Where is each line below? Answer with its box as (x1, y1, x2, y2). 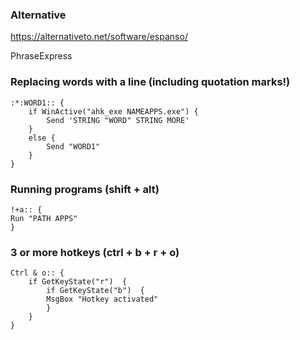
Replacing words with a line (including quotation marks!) (10, 75, 291, 89)
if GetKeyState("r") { (28, 277, 128, 287)
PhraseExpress (10, 50, 73, 62)
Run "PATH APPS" (10, 213, 78, 223)
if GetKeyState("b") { (46, 286, 145, 296)
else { (28, 133, 56, 143)
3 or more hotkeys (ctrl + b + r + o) (10, 245, 180, 259)
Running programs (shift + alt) (10, 182, 160, 196)
